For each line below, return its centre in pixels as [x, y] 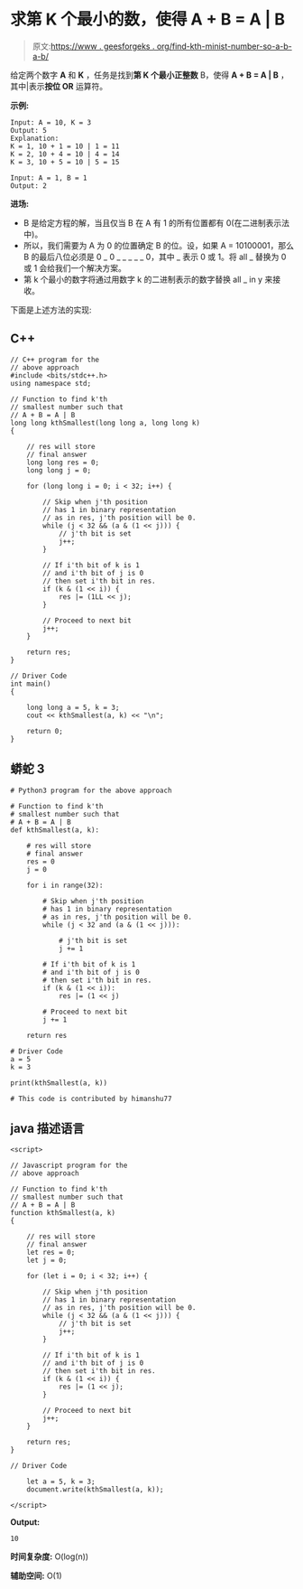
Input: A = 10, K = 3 [51, 122]
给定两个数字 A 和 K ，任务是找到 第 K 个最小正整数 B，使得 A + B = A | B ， [150, 75]
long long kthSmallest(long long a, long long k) [106, 423]
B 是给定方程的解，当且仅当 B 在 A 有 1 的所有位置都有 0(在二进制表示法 [156, 222]
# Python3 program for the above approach [91, 790]
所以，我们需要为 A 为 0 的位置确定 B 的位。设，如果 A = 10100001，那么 [159, 245]
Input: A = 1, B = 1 [49, 178]
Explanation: [35, 138]
